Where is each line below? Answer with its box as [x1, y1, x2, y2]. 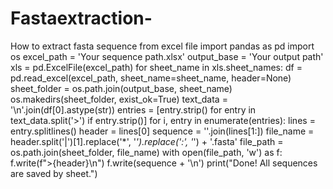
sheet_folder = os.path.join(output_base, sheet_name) [10, 82, 233, 94]
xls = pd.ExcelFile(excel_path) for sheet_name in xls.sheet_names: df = [10, 61, 303, 73]
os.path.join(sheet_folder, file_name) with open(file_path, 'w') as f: [10, 146, 283, 158]
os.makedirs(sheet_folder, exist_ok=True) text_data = [10, 93, 228, 105]
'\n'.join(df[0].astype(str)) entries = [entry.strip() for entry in [10, 103, 257, 116]
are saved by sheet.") [10, 167, 98, 179]
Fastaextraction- [10, 7, 153, 30]
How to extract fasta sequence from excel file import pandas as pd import [10, 40, 315, 52]
